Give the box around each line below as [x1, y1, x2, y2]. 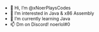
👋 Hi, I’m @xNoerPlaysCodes [10, 5, 71, 11]
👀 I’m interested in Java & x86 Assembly [10, 10, 94, 16]
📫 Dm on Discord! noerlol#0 [10, 21, 70, 27]
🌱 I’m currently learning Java [10, 16, 71, 21]
